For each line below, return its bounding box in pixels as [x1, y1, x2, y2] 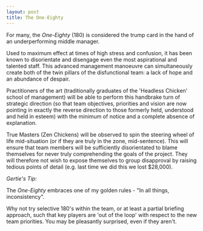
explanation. [6, 119, 38, 126]
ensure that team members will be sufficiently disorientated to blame [6, 144, 178, 151]
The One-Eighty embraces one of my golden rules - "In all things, [6, 186, 170, 194]
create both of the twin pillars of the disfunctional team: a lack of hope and [6, 69, 193, 76]
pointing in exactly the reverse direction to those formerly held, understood [6, 106, 194, 113]
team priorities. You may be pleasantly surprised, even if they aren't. [6, 218, 177, 225]
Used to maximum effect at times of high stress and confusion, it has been [6, 49, 193, 56]
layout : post [6, 8, 39, 15]
